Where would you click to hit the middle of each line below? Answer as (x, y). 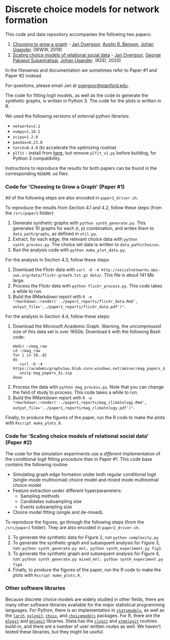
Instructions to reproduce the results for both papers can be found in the (81, 168)
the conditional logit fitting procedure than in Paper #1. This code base (79, 459)
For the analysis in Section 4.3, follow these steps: (58, 260)
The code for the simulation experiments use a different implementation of (83, 453)
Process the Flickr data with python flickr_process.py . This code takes (87, 286)
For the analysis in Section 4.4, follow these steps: (58, 316)
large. (19, 280)
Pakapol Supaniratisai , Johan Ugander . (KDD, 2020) (67, 60)
